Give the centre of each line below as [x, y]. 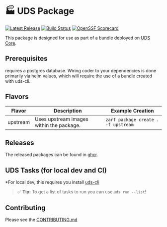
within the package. [58, 125]
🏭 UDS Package [40, 11]
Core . [11, 43]
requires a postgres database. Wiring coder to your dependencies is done [81, 70]
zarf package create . [132, 119]
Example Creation [132, 111]
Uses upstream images [61, 119]
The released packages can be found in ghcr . [52, 155]
